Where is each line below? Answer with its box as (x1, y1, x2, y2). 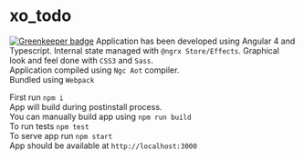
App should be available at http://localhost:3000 (9, 140, 198, 151)
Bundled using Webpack (9, 74, 95, 85)
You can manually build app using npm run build (9, 111, 192, 122)
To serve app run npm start (9, 130, 113, 141)
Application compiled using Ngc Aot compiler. (9, 65, 180, 75)
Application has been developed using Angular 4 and (95, 35, 296, 46)
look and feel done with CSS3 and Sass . (9, 55, 153, 65)
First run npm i (9, 92, 64, 103)
